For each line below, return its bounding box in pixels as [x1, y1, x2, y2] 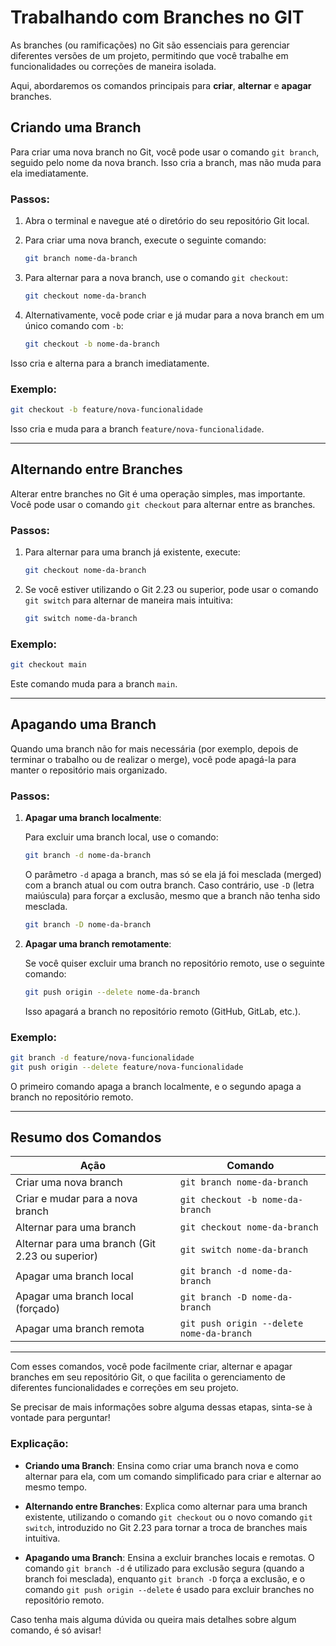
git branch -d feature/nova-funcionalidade [10, 1052, 195, 1063]
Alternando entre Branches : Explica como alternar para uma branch [24, 1500, 308, 1512]
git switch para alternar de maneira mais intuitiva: [24, 594, 233, 606]
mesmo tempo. [24, 1481, 88, 1493]
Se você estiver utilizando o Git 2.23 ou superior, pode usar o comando [24, 583, 319, 595]
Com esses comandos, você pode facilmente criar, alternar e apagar [10, 1361, 293, 1373]
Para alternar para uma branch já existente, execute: [24, 546, 241, 558]
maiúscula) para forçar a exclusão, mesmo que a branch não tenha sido [24, 889, 321, 901]
